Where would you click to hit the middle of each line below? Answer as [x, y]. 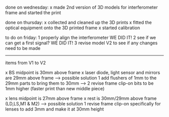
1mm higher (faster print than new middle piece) [55, 89]
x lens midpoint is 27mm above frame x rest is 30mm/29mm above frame [81, 98]
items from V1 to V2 [26, 63]
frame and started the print [33, 13]
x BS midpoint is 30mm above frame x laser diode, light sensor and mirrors [83, 72]
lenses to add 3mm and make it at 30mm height [55, 109]
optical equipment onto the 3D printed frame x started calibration [73, 28]
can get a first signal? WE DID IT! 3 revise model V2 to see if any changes [81, 43]
